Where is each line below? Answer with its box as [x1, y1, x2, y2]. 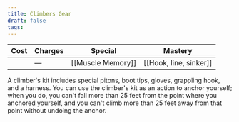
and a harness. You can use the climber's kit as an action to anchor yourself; [7, 84, 233, 92]
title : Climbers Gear [7, 10, 72, 18]
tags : [7, 23, 24, 30]
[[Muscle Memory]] [71, 58, 137, 68]
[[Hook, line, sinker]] [143, 58, 213, 68]
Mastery [163, 46, 193, 56]
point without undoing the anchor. [7, 106, 107, 115]
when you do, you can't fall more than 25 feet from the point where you [7, 91, 218, 100]
